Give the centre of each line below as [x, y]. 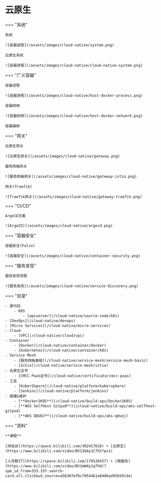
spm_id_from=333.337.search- [35, 471]
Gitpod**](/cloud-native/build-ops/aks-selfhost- [105, 406]
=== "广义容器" [21, 75]
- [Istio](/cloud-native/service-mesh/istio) [61, 365]
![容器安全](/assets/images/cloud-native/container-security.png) [73, 256]
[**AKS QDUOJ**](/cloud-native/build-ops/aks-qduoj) [73, 416]
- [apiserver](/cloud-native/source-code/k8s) [71, 316]
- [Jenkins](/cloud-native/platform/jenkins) [61, 391]
